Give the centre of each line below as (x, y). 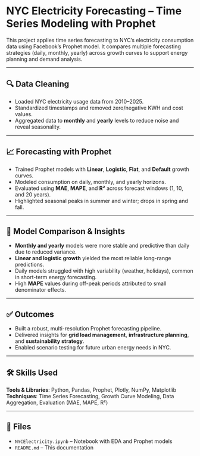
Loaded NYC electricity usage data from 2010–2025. (79, 101)
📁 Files (19, 427)
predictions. (29, 265)
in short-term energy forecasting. (56, 277)
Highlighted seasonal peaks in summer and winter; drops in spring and (101, 201)
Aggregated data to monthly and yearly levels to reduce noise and (97, 120)
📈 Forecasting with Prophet (59, 152)
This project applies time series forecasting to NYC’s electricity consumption (100, 40)
